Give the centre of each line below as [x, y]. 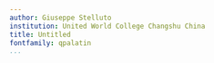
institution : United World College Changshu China [107, 26]
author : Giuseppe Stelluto [61, 18]
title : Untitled [40, 34]
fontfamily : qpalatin [51, 43]
